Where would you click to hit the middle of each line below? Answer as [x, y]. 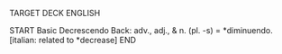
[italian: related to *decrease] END [73, 40]
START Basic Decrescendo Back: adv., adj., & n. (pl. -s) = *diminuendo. [141, 30]
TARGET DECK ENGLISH [55, 13]
